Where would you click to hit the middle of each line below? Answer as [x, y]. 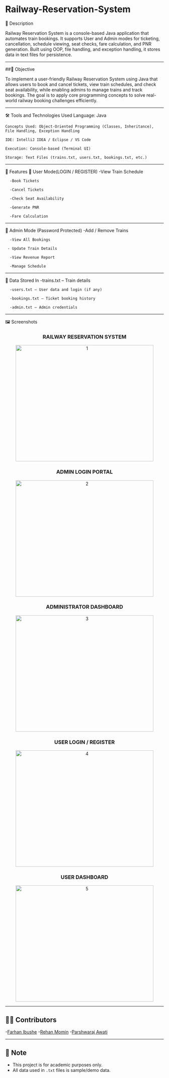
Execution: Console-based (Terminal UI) [48, 148]
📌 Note [16, 1052]
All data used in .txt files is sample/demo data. [61, 1070]
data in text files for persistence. [39, 55]
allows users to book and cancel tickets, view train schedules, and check [81, 84]
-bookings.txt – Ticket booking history [53, 298]
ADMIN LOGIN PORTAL [84, 472]
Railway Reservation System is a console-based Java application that [77, 33]
